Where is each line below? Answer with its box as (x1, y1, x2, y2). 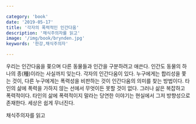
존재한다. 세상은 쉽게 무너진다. (6, 99, 75, 106)
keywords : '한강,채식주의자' (6, 41, 68, 47)
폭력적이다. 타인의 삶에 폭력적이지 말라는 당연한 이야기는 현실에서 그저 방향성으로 (6, 92, 191, 99)
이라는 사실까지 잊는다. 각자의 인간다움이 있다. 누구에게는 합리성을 (30, 70, 180, 77)
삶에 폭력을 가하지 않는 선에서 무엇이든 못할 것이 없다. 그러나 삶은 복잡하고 (16, 85, 185, 91)
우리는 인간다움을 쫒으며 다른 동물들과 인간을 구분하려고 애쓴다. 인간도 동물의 (6, 63, 181, 70)
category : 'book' (6, 13, 49, 19)
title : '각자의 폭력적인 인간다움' (6, 25, 80, 30)
